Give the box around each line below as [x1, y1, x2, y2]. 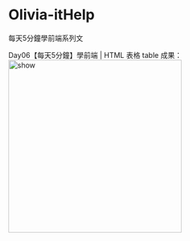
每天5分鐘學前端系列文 [8, 33, 84, 43]
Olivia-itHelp [8, 6, 95, 24]
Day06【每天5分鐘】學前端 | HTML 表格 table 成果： [8, 50, 183, 59]
